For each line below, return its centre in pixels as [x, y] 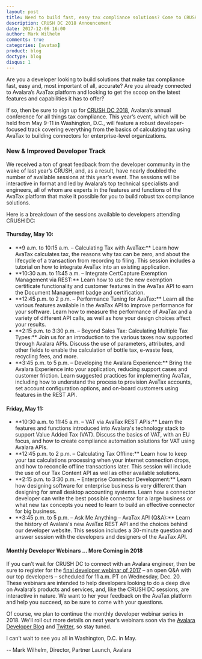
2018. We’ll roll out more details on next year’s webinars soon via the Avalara [101, 621]
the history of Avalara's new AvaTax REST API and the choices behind [101, 524]
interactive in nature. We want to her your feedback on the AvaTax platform [99, 596]
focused [17, 129]
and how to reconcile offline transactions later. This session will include [103, 467]
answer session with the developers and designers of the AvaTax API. [101, 537]
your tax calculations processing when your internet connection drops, [103, 460]
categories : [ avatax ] [33, 46]
